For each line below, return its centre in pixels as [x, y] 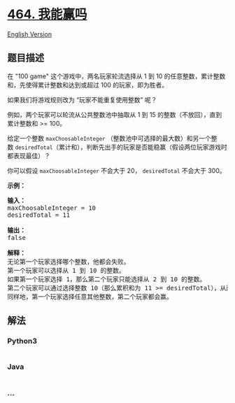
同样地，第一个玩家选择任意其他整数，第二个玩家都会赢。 [90, 297]
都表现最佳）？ [29, 155]
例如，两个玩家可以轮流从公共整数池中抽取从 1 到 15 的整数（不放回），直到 [115, 114]
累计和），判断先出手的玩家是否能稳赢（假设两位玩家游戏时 [143, 147]
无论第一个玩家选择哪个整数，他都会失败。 [69, 262]
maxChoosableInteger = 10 [52, 208]
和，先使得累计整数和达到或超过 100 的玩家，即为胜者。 [88, 85]
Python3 [22, 341]
